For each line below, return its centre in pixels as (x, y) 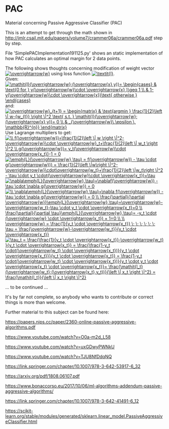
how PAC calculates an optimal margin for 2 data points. (63, 58)
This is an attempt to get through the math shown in (59, 32)
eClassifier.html (21, 421)
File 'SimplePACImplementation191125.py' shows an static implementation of (84, 53)
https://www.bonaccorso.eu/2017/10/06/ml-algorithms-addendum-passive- (84, 386)
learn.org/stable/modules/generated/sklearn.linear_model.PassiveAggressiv (84, 416)
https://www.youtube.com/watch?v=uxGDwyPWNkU (60, 347)
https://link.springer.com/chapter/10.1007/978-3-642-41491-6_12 (72, 401)
